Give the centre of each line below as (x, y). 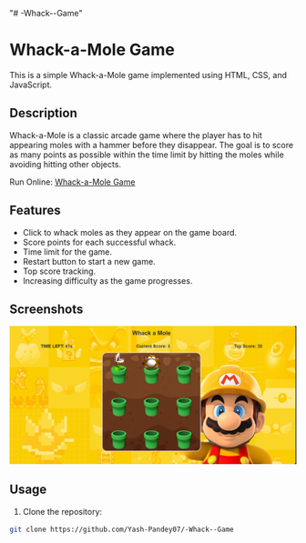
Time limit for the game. (67, 251)
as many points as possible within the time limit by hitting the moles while (147, 155)
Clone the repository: (62, 511)
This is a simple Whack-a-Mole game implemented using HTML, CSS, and (148, 75)
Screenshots (46, 309)
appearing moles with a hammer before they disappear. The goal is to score (152, 145)
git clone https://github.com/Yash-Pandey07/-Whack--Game (122, 529)
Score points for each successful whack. (99, 242)
